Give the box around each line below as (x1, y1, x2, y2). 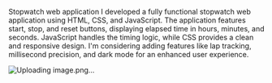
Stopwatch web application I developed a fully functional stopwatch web (8, 7, 252, 16)
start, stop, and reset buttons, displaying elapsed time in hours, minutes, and (8, 24, 265, 33)
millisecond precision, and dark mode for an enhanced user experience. (8, 50, 249, 59)
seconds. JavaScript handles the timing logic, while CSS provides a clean (8, 32, 254, 42)
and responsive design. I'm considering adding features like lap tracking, (8, 41, 252, 51)
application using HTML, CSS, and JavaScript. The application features (8, 15, 246, 25)
